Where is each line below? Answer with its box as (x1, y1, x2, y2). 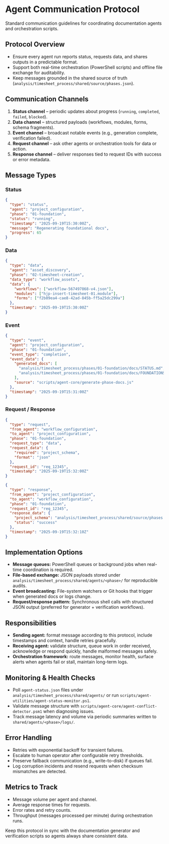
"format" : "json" (14, 455, 51, 460)
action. (12, 146, 27, 152)
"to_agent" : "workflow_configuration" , (10, 497, 94, 502)
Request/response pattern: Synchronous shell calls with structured (12, 599, 153, 605)
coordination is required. (23, 567, 74, 573)
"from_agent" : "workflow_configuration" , (10, 427, 98, 432)
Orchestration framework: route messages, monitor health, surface (12, 654, 154, 660)
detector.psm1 (12, 709, 42, 715)
